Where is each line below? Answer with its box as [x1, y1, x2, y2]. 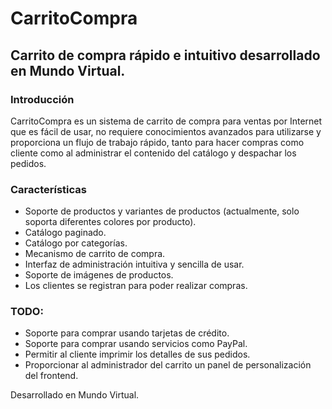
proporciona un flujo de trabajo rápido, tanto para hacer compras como [10, 136, 305, 148]
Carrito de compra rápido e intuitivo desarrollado [10, 47, 321, 64]
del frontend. [24, 370, 79, 382]
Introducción [10, 92, 75, 106]
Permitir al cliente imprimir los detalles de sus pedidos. [24, 348, 251, 361]
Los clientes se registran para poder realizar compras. [24, 280, 248, 292]
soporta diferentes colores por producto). [24, 216, 197, 228]
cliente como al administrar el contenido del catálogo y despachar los [10, 147, 297, 159]
